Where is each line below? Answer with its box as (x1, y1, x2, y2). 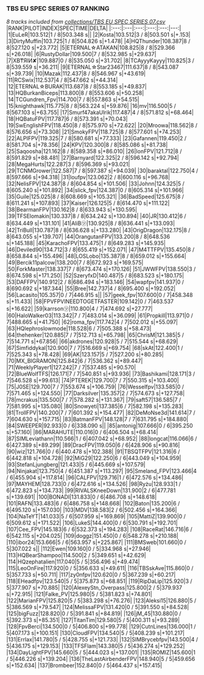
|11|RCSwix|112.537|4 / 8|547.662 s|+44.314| (6, 76, 118, 84)
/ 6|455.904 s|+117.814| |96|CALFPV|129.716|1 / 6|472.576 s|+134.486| (6, 474, 184, 481)
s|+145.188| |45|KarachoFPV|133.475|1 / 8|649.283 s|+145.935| (6, 240, 166, 247)
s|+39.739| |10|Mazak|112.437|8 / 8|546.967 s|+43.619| (6, 70, 146, 77)
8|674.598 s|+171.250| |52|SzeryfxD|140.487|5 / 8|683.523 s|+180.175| (6, 272, 185, 279)
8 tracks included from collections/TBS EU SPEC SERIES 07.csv (6, 18, 166, 26)
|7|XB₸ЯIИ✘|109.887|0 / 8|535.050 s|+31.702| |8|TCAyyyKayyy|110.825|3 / (6, 57, 195, 65)
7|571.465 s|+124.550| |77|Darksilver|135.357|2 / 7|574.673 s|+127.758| (6, 390, 185, 397)
